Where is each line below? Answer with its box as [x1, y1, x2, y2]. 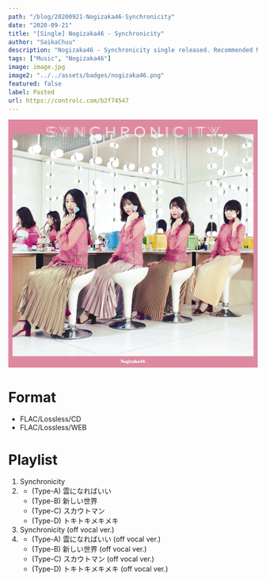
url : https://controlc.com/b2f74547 [8, 96, 129, 105]
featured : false [8, 79, 62, 87]
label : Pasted [8, 88, 55, 96]
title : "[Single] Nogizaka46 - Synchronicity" [8, 29, 165, 37]
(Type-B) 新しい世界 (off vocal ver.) [31, 544, 147, 554]
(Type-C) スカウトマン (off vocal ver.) [31, 554, 154, 564]
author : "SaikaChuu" [8, 38, 77, 46]
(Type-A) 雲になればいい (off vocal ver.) [31, 534, 161, 544]
